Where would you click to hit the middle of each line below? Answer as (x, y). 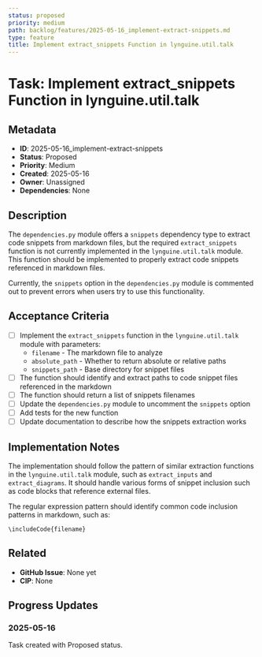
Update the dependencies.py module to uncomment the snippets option (135, 404)
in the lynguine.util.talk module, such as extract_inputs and (110, 474)
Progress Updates (53, 605)
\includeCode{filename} (47, 529)
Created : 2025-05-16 (54, 174)
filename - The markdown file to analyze (97, 353)
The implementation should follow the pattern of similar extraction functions (131, 465)
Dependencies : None (55, 191)
